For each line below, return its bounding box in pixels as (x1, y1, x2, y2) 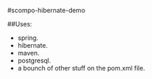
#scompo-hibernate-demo (7, 6, 85, 14)
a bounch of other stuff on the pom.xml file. (17, 64, 146, 72)
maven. (17, 49, 40, 57)
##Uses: (7, 20, 33, 28)
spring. (17, 33, 39, 42)
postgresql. (17, 56, 51, 65)
